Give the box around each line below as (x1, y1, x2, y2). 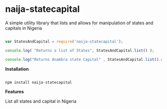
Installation (5, 66, 29, 72)
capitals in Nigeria (5, 25, 42, 31)
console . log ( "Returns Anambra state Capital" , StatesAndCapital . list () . (5, 57, 162, 62)
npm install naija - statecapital (5, 80, 72, 85)
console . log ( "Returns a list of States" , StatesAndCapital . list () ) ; (5, 48, 155, 53)
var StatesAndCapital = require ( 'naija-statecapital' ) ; (5, 39, 123, 44)
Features (5, 89, 24, 95)
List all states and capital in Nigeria (5, 98, 77, 105)
